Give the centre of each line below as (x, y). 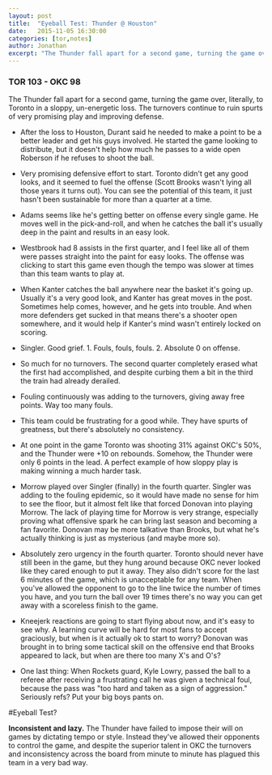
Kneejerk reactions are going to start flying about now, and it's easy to (137, 621)
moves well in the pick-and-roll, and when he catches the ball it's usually (141, 224)
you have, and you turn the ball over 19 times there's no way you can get (141, 597)
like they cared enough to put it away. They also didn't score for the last (140, 571)
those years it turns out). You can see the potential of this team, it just (136, 191)
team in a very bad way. (48, 763)
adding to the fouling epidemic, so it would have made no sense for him (139, 495)
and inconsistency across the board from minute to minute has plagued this (134, 754)
